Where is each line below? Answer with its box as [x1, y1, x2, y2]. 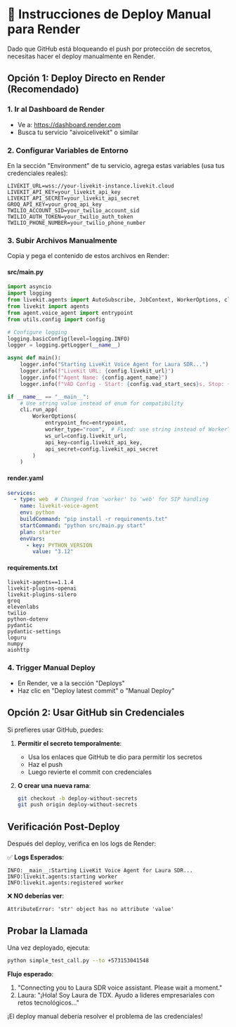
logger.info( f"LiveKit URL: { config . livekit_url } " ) [20, 368, 174, 375]
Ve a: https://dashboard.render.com [17, 120, 122, 129]
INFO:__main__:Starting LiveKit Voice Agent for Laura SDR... [7, 867, 193, 874]
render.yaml [7, 474, 44, 482]
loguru [7, 634, 27, 642]
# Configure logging [7, 328, 68, 336]
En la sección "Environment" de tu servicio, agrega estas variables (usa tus [7, 161, 225, 169]
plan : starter [20, 529, 61, 536]
